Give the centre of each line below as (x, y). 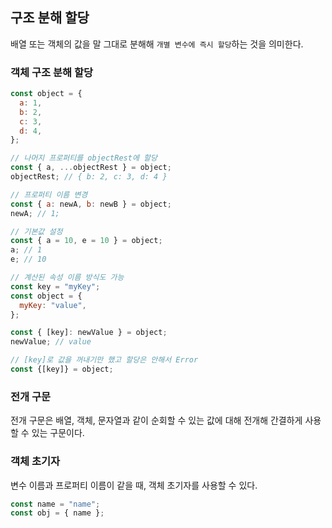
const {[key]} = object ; (62, 369)
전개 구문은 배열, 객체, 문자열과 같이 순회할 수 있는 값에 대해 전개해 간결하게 (156, 420)
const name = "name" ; (55, 504)
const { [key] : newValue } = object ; (89, 333)
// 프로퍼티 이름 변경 (49, 194)
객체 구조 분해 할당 (52, 72)
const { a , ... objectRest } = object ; (91, 168)
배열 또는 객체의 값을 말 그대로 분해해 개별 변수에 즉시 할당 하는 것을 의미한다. (157, 44)
